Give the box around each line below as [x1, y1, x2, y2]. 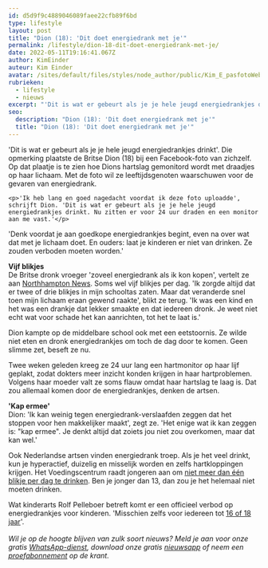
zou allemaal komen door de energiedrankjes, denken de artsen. [8, 385, 220, 395]
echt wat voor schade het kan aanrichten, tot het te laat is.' [8, 312, 201, 321]
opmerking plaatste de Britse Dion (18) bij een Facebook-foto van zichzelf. [8, 153, 252, 163]
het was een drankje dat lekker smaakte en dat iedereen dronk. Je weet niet [8, 304, 258, 314]
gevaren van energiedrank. [8, 179, 97, 188]
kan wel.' [8, 435, 37, 444]
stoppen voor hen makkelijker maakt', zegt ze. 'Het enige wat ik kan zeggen [8, 418, 257, 428]
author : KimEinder [8, 57, 69, 65]
